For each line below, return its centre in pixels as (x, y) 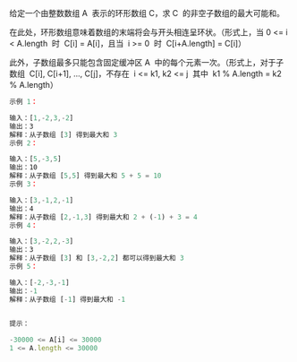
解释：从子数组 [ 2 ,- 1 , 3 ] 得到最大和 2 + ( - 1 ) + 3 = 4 (104, 217)
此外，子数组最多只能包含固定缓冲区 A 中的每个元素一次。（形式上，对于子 (147, 62)
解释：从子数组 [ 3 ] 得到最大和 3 (64, 134)
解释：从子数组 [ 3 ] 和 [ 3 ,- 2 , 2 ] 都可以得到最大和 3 (97, 258)
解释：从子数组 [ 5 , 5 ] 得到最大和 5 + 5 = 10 (85, 176)
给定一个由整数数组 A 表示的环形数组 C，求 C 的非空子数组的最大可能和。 (147, 13)
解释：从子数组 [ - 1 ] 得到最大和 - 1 (68, 299)
